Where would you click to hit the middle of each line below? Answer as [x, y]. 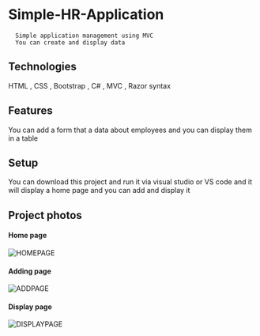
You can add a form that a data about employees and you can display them [130, 130]
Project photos [45, 215]
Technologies [43, 67]
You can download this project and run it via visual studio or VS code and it [130, 182]
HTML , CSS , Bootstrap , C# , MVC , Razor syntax [90, 85]
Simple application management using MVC [85, 36]
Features [30, 111]
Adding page [30, 271]
